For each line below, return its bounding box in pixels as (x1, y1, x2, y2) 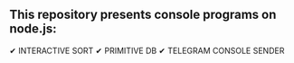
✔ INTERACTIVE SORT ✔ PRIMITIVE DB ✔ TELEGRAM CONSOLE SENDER (9, 45, 285, 56)
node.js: (9, 22, 57, 37)
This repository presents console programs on (9, 7, 277, 22)
